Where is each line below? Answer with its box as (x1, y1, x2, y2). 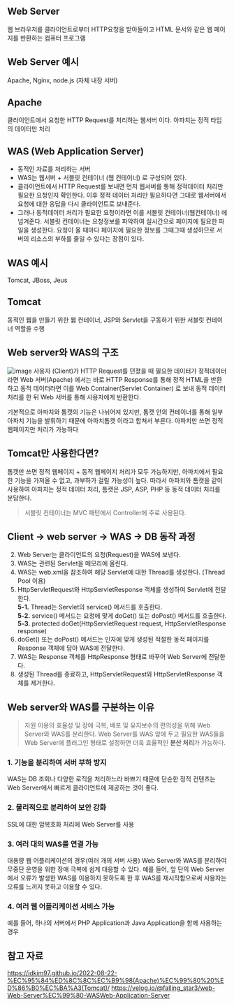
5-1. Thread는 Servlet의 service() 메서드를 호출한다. (17, 603, 163, 612)
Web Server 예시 (7, 56, 79, 68)
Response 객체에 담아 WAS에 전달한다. (17, 644, 126, 652)
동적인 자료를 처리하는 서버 (17, 165, 91, 173)
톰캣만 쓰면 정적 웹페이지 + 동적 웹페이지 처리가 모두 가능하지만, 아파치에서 (7, 467, 211, 475)
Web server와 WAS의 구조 (7, 347, 119, 359)
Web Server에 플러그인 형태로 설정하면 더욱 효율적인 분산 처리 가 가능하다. (24, 739, 226, 747)
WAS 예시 (7, 257, 49, 269)
